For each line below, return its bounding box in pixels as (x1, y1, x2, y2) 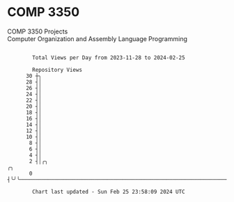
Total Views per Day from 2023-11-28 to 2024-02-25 (32, 54, 186, 61)
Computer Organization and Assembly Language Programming (7, 34, 188, 42)
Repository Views (32, 66, 82, 73)
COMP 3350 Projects (7, 27, 68, 36)
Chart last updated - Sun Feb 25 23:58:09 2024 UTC (32, 188, 186, 195)
